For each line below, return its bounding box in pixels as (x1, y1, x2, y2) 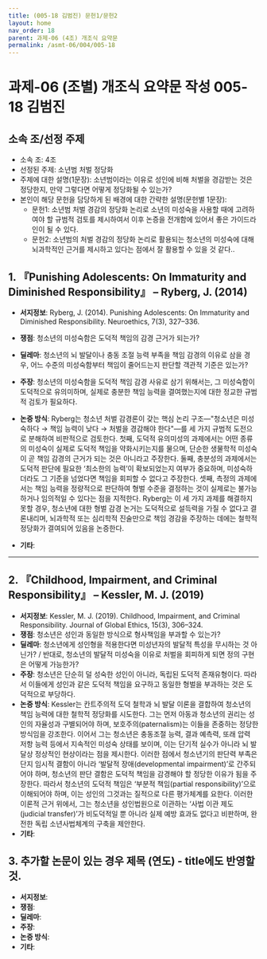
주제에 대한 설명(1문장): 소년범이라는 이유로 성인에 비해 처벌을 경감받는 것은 (19, 175, 253, 184)
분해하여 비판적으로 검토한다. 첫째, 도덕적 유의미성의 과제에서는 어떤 (28, 434, 238, 443)
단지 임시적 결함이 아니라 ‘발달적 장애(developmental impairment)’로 (19, 759, 235, 768)
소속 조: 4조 (19, 155, 57, 164)
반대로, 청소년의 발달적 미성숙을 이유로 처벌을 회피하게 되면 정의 (42, 649, 240, 658)
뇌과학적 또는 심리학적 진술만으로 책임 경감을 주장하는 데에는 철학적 (49, 513, 258, 523)
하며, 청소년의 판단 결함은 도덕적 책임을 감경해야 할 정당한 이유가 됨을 (34, 768, 249, 778)
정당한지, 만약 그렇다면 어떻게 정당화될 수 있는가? (19, 185, 172, 195)
